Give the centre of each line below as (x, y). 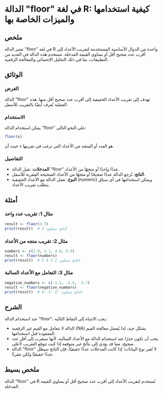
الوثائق (14, 75)
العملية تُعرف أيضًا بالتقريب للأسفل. (36, 104)
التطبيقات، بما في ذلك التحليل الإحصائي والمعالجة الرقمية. (57, 59)
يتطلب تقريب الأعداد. (31, 185)
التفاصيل (14, 158)
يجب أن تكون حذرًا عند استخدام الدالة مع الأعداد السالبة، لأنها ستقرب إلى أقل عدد (85, 339)
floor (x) (13, 137)
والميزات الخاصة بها (40, 19)
